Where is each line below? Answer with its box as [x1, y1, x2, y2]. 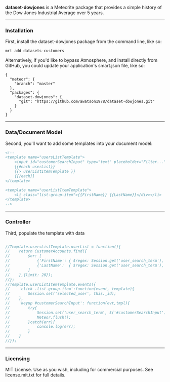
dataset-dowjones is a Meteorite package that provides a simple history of [5, 5, 162, 10]
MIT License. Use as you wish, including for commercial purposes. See [5, 367, 153, 373]
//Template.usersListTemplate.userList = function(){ [5, 244, 121, 249]
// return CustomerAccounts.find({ [5, 249, 87, 254]
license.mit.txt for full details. [5, 372, 66, 378]
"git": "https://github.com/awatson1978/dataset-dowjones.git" [18, 99, 155, 104]
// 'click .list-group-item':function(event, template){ [5, 286, 135, 292]
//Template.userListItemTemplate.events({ [5, 282, 96, 287]
